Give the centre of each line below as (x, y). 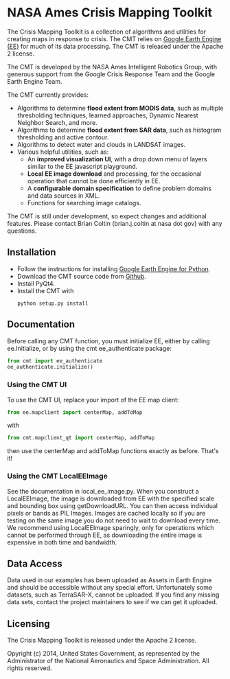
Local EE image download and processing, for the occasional (114, 174)
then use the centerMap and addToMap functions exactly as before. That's (113, 451)
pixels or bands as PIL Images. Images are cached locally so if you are (106, 513)
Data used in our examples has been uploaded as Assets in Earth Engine (110, 580)
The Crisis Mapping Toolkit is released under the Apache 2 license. (102, 641)
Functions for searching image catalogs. (84, 203)
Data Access (35, 564)
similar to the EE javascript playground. (82, 166)
